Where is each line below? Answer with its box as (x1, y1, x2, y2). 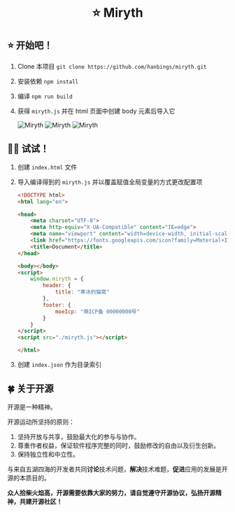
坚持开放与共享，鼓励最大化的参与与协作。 (17, 432, 141, 441)
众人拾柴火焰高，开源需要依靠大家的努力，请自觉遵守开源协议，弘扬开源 (7, 488, 215, 497)
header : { (43, 282, 71, 289)
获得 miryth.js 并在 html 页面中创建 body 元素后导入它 (17, 107, 176, 115)
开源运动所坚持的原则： (7, 417, 75, 426)
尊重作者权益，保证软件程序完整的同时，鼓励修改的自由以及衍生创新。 (17, 441, 220, 450)
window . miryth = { (30, 275, 84, 283)
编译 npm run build (17, 92, 73, 100)
